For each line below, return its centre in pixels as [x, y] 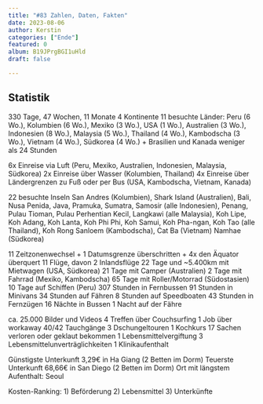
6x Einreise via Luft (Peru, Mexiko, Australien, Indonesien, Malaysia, [117, 165]
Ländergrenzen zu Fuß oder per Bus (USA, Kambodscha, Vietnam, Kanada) [130, 182]
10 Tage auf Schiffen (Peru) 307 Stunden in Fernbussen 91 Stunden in [121, 287]
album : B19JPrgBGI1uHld [47, 52]
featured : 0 [27, 45]
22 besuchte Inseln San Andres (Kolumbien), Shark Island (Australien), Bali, [130, 197]
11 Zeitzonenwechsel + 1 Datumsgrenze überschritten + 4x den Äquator [124, 254]
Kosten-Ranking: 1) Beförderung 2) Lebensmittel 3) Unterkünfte [111, 391]
